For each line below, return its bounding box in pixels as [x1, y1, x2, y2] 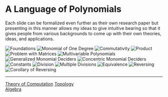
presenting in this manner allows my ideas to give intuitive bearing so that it [5, 25, 160, 31]
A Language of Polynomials [5, 3, 121, 15]
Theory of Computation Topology [5, 81, 74, 87]
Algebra [5, 86, 21, 92]
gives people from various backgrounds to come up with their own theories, [5, 30, 161, 36]
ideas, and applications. [5, 36, 54, 42]
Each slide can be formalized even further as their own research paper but [5, 20, 158, 26]
